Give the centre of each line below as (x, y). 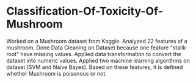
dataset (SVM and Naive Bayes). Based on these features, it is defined (95, 67)
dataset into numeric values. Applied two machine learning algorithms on (98, 60)
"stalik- (179, 48)
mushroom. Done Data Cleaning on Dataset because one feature (88, 48)
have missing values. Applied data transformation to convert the (101, 54)
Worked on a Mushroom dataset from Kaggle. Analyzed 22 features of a (97, 41)
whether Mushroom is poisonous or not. (56, 73)
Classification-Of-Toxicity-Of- (85, 11)
